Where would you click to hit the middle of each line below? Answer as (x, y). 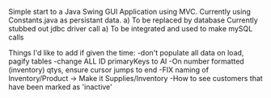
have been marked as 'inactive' (61, 87)
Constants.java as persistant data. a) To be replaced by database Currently (133, 20)
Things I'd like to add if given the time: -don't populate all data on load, (126, 53)
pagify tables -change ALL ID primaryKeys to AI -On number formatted (126, 61)
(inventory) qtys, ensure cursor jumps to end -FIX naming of (108, 70)
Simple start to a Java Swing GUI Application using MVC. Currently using (129, 12)
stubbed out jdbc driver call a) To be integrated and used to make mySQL (131, 29)
